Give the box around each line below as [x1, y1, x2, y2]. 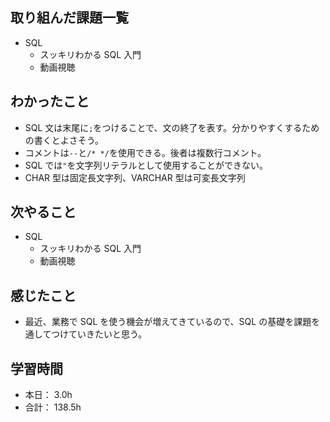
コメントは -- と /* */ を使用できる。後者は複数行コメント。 [24, 146, 267, 158]
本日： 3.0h [24, 389, 73, 401]
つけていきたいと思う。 [51, 328, 148, 340]
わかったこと [10, 93, 90, 110]
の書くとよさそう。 [24, 134, 104, 146]
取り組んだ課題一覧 [10, 9, 129, 27]
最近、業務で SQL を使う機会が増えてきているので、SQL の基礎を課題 [24, 316, 312, 328]
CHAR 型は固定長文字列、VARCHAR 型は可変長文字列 [24, 171, 246, 183]
